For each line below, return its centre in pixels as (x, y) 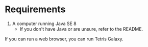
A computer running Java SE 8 (44, 24)
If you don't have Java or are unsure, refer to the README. (81, 29)
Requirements (35, 9)
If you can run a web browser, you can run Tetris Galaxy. (64, 39)
